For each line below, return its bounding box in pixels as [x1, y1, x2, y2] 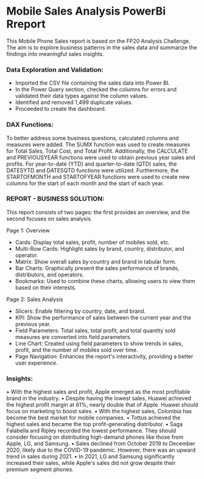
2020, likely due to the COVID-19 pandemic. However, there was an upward [6, 446, 196, 454]
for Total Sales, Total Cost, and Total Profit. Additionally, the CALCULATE [6, 147, 188, 155]
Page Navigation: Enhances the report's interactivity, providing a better [15, 352, 194, 360]
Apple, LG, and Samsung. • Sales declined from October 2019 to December [6, 440, 195, 447]
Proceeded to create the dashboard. [15, 105, 107, 113]
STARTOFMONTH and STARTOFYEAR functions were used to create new [6, 173, 190, 180]
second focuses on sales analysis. [6, 215, 93, 222]
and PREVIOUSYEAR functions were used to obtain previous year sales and [6, 153, 196, 161]
